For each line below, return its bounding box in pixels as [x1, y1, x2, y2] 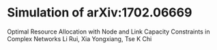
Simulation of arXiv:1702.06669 [7, 5, 192, 21]
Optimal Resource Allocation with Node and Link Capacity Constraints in [7, 27, 210, 36]
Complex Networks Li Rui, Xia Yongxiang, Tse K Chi [7, 34, 152, 42]
